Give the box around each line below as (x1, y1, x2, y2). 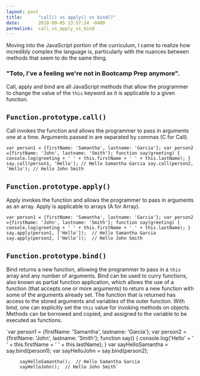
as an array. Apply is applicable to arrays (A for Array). (6, 203, 140, 210)
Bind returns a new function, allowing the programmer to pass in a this (6, 266, 181, 273)
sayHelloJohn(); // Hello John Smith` (19, 363, 119, 370)
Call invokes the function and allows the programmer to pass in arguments (6, 127, 189, 134)
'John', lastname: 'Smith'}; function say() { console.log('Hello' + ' (35, 334, 194, 341)
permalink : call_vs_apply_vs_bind (6, 25, 95, 32)
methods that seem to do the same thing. (6, 54, 107, 61)
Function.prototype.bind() (6, 251, 107, 260)
